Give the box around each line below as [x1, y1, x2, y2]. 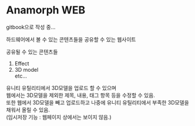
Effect [14, 60, 29, 67]
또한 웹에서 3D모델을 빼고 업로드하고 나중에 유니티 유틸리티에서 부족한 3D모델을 [6, 99, 189, 106]
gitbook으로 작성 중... [6, 23, 56, 30]
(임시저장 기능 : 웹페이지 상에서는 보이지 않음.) [6, 113, 112, 120]
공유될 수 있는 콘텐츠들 [6, 48, 58, 55]
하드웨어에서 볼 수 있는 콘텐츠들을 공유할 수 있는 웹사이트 [6, 36, 136, 43]
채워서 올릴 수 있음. [6, 106, 50, 113]
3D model [14, 66, 39, 73]
